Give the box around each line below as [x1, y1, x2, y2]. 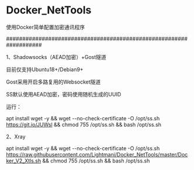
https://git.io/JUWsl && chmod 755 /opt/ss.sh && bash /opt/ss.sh [6, 121, 162, 128]
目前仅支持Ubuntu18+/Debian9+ [6, 65, 84, 73]
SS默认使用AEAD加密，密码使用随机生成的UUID [6, 91, 122, 98]
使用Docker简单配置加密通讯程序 [6, 23, 85, 30]
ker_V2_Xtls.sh [6, 157, 41, 164]
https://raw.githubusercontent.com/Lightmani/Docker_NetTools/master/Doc [6, 151, 188, 158]
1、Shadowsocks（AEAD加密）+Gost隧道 [6, 53, 106, 60]
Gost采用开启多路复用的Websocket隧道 [6, 78, 101, 85]
